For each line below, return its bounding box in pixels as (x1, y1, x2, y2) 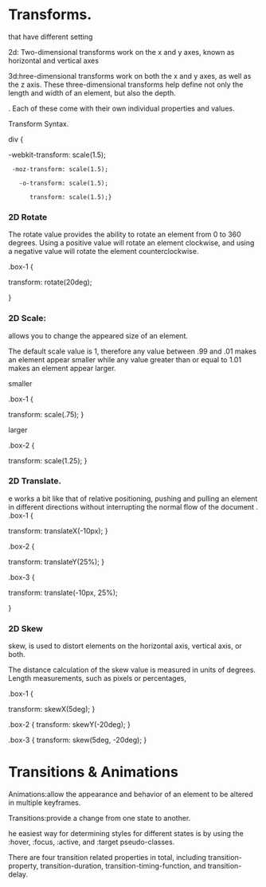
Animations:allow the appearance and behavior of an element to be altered (8, 790, 253, 799)
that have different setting (8, 32, 93, 41)
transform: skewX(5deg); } (8, 705, 96, 714)
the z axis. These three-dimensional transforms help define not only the (8, 80, 244, 89)
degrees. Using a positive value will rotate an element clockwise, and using (8, 238, 255, 248)
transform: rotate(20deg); (8, 277, 92, 287)
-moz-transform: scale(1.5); (11, 165, 109, 173)
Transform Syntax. (8, 119, 69, 128)
